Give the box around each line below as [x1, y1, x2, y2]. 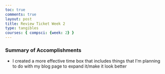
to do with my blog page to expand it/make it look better [12, 63, 127, 70]
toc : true [5, 7, 26, 12]
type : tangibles [5, 26, 39, 31]
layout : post [5, 16, 32, 21]
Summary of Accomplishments [5, 47, 82, 54]
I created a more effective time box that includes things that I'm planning [12, 58, 161, 64]
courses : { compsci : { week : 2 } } [5, 30, 74, 35]
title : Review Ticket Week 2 [5, 21, 65, 26]
